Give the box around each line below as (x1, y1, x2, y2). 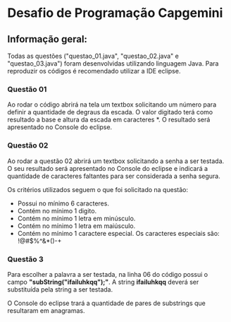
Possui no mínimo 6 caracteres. (17, 199, 109, 208)
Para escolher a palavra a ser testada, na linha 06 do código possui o (7, 270, 208, 278)
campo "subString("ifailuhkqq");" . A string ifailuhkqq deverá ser (7, 278, 199, 286)
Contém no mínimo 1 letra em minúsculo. (17, 214, 136, 222)
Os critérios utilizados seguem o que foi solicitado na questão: (7, 185, 189, 193)
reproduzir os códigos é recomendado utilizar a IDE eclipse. (7, 67, 181, 75)
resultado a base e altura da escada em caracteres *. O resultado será (7, 115, 211, 124)
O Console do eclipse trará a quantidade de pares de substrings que (7, 299, 206, 307)
